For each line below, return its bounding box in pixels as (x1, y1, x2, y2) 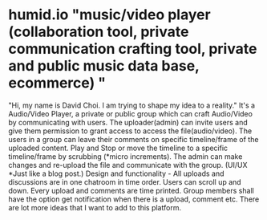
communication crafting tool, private (8, 40, 257, 58)
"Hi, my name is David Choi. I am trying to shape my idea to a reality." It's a (8, 100, 255, 110)
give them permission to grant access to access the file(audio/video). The (8, 126, 253, 136)
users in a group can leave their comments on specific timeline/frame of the (8, 134, 259, 144)
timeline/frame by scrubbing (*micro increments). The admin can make (8, 151, 243, 161)
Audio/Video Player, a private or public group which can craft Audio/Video (8, 108, 253, 118)
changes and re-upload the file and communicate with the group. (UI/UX (8, 160, 248, 169)
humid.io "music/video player (8, 6, 211, 24)
